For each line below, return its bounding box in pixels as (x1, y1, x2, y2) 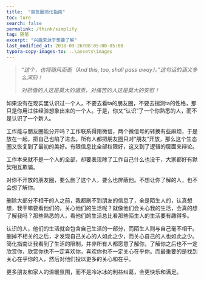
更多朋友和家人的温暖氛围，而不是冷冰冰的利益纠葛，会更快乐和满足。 (6, 268, 182, 276)
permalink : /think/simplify (6, 26, 78, 32)
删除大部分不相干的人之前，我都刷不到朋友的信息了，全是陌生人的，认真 (6, 196, 187, 204)
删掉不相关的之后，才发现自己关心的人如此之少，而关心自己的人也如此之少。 (6, 232, 198, 240)
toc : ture (6, 15, 32, 21)
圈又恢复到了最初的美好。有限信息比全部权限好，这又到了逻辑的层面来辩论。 (6, 142, 198, 150)
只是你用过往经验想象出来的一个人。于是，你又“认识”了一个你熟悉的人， (6, 107, 187, 114)
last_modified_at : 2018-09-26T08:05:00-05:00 (6, 43, 123, 49)
